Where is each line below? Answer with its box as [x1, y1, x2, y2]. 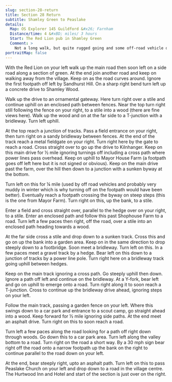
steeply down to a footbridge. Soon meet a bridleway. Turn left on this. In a [5, 244, 163, 251]
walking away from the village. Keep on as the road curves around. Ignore [5, 75, 161, 81]
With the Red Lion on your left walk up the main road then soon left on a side [5, 64, 167, 71]
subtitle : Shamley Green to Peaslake [5, 17, 86, 22]
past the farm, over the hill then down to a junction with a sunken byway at [5, 166, 162, 172]
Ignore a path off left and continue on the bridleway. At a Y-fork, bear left [5, 276, 159, 282]
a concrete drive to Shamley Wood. [5, 86, 79, 92]
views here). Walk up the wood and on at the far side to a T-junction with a [5, 112, 162, 118]
